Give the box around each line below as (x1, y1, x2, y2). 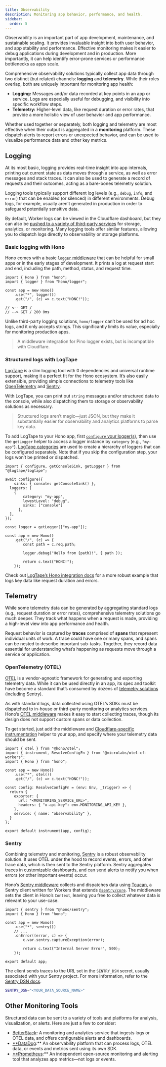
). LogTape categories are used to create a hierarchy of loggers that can (14, 444, 161, 449)
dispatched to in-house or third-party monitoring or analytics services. (5, 706, 149, 712)
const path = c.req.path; (23, 542, 77, 547)
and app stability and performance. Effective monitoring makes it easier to (5, 45, 156, 51)
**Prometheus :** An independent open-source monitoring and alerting (12, 1051, 158, 1057)
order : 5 (9, 21, 28, 26)
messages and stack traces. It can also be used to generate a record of (5, 175, 151, 181)
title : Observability (5, 7, 50, 12)
